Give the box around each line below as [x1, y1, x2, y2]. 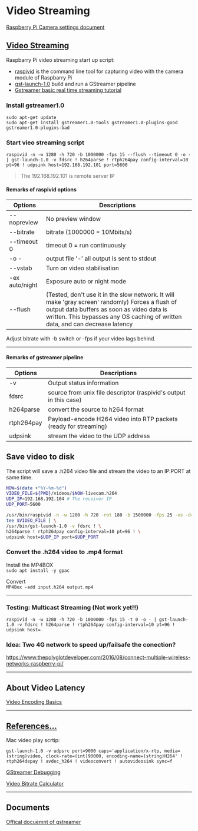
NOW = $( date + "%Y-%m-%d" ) [6, 485, 67, 491]
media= [164, 748, 181, 754]
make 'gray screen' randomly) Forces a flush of [46, 297, 177, 306]
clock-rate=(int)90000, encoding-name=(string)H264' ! [45, 753, 183, 759]
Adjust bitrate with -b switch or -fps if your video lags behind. [6, 335, 156, 342]
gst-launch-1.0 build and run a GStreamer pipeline [14, 80, 137, 87]
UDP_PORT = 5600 [6, 502, 41, 508]
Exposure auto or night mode [46, 277, 127, 285]
